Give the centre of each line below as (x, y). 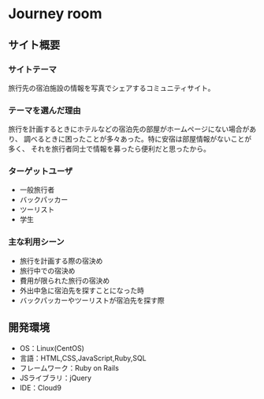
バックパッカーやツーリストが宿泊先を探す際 (92, 300)
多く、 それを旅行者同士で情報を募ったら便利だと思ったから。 (109, 149)
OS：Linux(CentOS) (52, 348)
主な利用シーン (36, 242)
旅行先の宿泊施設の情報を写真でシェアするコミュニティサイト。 (112, 88)
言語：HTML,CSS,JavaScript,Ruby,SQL (83, 358)
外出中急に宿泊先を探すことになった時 (82, 290)
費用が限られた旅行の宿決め (65, 280)
